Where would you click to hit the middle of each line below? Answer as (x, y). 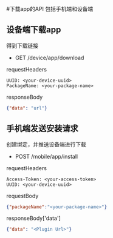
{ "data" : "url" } (27, 108)
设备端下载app (34, 30)
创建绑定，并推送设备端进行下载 (46, 144)
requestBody (22, 196)
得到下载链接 (22, 45)
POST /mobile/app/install (46, 156)
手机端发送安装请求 (42, 129)
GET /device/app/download (50, 58)
